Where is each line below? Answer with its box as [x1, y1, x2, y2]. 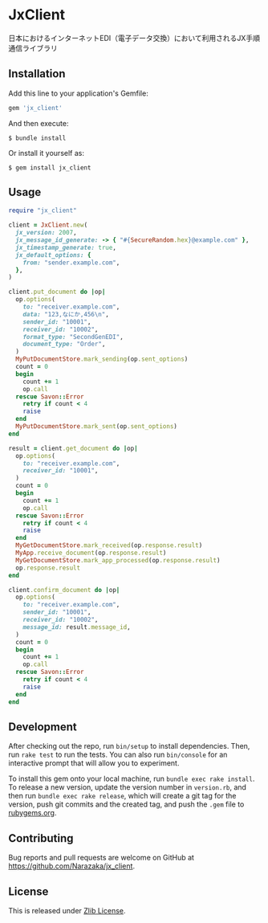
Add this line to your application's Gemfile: [8, 88, 148, 98]
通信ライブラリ [8, 43, 58, 53]
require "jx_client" [8, 206, 78, 214]
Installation [8, 67, 66, 81]
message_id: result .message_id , [22, 623, 131, 631]
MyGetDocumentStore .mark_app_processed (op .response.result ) [15, 556, 221, 564]
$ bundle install [8, 134, 67, 142]
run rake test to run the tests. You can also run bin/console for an [8, 749, 228, 760]
